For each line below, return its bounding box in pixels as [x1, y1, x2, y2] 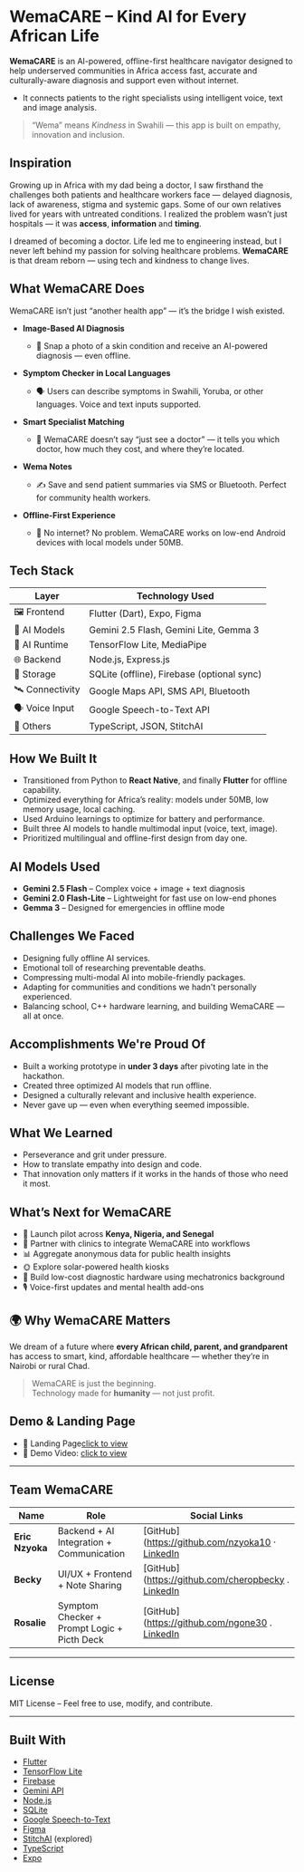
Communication [57, 1547, 125, 1559]
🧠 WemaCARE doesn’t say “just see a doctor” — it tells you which [35, 433, 280, 445]
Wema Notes [22, 460, 72, 472]
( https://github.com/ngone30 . [143, 1616, 273, 1628]
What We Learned [9, 1125, 113, 1141]
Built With [9, 1732, 66, 1748]
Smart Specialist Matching [22, 416, 125, 427]
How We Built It [9, 750, 98, 767]
